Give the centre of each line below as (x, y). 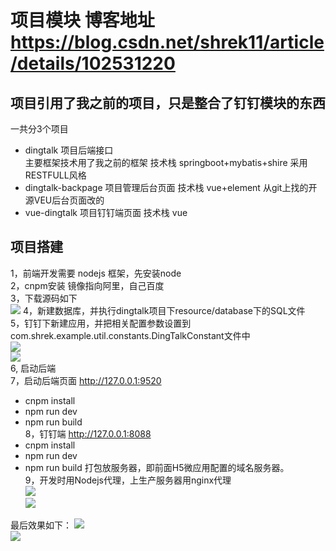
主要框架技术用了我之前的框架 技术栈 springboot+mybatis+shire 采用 (166, 162)
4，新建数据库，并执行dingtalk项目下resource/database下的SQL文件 (164, 310)
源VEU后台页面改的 (64, 200)
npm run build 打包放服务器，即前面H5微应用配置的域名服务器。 (157, 467)
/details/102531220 (93, 63)
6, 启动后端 (33, 368)
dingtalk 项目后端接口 (69, 150)
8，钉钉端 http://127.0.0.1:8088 (88, 433)
